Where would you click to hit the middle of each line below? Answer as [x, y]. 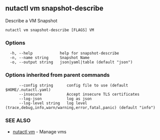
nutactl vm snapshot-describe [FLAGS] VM [50, 30]
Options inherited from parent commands [58, 75]
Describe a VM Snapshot [31, 20]
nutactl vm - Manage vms [40, 131]
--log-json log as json [55, 99]
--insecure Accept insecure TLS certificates [79, 94]
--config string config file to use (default [73, 86]
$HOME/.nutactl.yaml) [28, 90]
